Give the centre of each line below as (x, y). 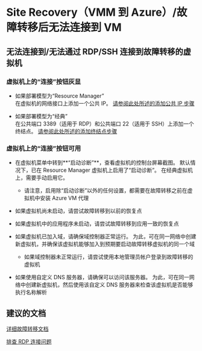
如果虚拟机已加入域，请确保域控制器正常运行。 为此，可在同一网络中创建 (106, 236)
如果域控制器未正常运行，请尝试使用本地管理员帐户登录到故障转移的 (109, 257)
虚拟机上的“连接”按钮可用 (44, 148)
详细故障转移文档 (27, 329)
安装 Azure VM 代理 (65, 198)
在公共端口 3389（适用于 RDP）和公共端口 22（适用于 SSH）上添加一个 (104, 124)
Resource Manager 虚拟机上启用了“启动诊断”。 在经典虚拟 (115, 170)
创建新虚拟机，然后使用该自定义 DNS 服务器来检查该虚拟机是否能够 (109, 285)
